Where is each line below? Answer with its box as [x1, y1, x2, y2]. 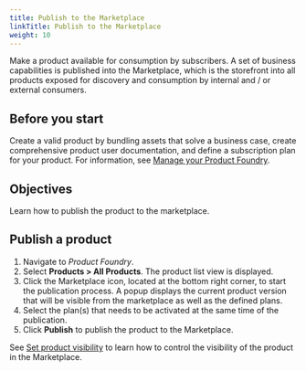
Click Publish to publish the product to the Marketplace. [22, 323, 234, 334]
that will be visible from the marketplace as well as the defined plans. [22, 294, 283, 306]
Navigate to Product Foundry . [22, 256, 134, 267]
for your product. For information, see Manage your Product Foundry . [9, 154, 270, 165]
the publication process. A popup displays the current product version [22, 285, 288, 296]
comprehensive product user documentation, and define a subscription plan [9, 145, 296, 156]
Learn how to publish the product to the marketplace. [9, 206, 210, 216]
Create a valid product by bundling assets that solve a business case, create [9, 135, 297, 146]
